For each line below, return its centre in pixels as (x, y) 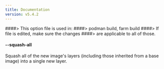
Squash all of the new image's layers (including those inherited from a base (82, 56)
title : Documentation (27, 10)
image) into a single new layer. (36, 61)
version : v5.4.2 (22, 14)
